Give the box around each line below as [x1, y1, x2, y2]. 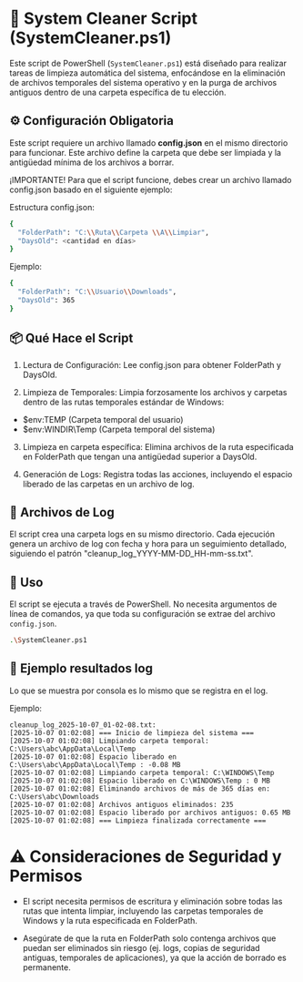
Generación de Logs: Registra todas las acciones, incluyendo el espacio [22, 468, 293, 479]
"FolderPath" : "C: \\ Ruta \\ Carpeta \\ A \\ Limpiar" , [17, 228, 209, 237]
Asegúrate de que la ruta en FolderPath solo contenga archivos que [22, 933, 277, 944]
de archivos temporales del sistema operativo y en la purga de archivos [9, 77, 278, 87]
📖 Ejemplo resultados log [9, 660, 153, 677]
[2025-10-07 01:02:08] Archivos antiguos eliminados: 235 [9, 800, 234, 809]
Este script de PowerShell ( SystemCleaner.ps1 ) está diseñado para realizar [9, 57, 287, 68]
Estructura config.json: [9, 201, 96, 212]
